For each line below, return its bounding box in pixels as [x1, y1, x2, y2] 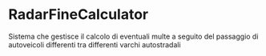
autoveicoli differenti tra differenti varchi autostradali [8, 39, 182, 49]
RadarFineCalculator [8, 6, 149, 24]
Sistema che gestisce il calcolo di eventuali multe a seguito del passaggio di [8, 32, 259, 41]
